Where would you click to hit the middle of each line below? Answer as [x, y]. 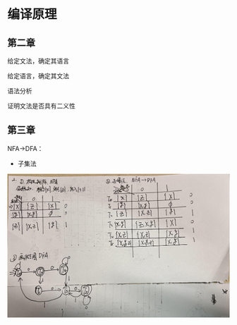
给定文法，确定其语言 [38, 61]
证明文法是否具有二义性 [41, 106]
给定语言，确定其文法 [38, 76]
